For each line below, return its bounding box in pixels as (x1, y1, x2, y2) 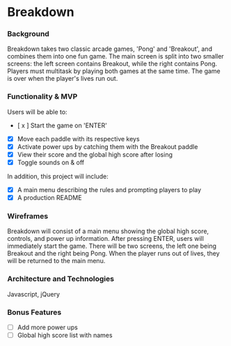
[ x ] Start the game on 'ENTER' (17, 121, 108, 129)
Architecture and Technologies (7, 274, 115, 284)
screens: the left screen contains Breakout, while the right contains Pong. (7, 60, 218, 68)
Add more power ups (17, 323, 78, 331)
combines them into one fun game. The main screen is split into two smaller (7, 52, 224, 61)
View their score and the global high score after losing (17, 150, 173, 159)
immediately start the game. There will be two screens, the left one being (7, 242, 217, 251)
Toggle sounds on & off (17, 158, 85, 166)
